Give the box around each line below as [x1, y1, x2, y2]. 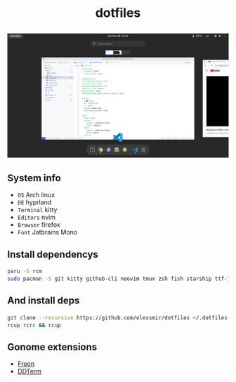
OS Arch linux [17, 191, 55, 199]
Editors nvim [17, 213, 56, 222]
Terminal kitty [17, 206, 58, 214]
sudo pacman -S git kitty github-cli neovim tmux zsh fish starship [7, 275, 212, 282]
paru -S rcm [7, 268, 42, 275]
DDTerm [17, 367, 42, 376]
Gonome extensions [7, 341, 98, 353]
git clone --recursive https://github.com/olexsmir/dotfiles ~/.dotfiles [7, 314, 228, 321]
